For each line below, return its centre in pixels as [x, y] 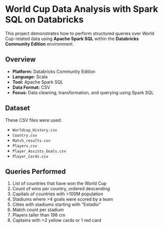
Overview [21, 60]
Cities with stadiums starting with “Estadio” [56, 205]
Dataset [18, 108]
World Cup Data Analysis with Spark [81, 9]
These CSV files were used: [34, 120]
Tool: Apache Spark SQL [38, 82]
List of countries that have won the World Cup [59, 183]
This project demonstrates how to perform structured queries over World [80, 33]
